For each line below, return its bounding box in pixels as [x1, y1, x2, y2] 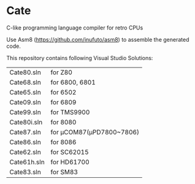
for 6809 [50, 98, 77, 106]
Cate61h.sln [9, 158, 45, 166]
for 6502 [50, 88, 77, 96]
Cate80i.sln [9, 118, 43, 126]
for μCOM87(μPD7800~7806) [50, 128, 140, 136]
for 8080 [50, 118, 77, 126]
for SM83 [50, 167, 78, 176]
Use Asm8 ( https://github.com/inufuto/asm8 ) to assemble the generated [6, 36, 189, 43]
